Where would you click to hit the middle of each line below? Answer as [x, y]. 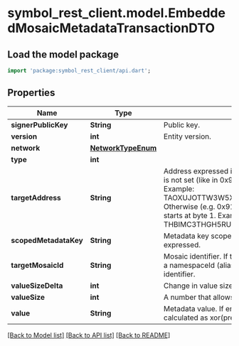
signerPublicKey [39, 124]
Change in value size [198, 286]
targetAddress [36, 198]
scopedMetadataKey [47, 240]
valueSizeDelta [37, 286]
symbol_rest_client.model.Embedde [117, 13]
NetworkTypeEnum [123, 148]
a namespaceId [189, 265]
